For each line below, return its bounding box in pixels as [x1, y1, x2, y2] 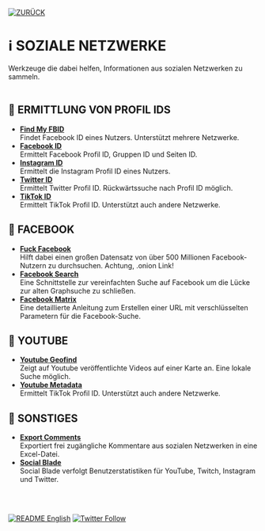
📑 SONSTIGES [8, 412, 78, 425]
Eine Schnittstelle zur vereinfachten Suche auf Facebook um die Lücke [19, 277, 251, 287]
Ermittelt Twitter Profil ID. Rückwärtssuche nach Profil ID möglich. [19, 183, 233, 192]
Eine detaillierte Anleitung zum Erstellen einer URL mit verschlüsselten [19, 302, 248, 312]
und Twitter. [19, 475, 59, 484]
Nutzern [19, 260, 47, 270]
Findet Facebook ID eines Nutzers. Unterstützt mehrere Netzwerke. [19, 132, 240, 142]
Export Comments [19, 433, 81, 442]
